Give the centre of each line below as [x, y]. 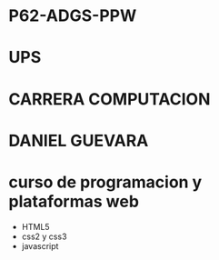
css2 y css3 [44, 236]
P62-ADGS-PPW [73, 16]
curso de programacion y [105, 182]
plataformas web [74, 201]
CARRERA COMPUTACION [109, 99]
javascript [40, 245]
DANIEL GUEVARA [79, 140]
